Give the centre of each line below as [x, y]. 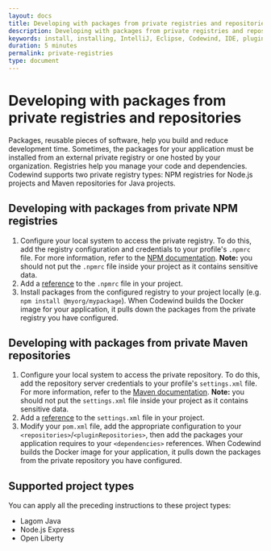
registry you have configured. [69, 317]
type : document [34, 61]
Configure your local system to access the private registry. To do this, [136, 240]
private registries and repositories [125, 118]
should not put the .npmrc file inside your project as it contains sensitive [139, 266]
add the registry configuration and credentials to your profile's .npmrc [135, 249]
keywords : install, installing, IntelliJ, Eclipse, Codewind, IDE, [124, 38]
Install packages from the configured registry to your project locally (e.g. [141, 292]
